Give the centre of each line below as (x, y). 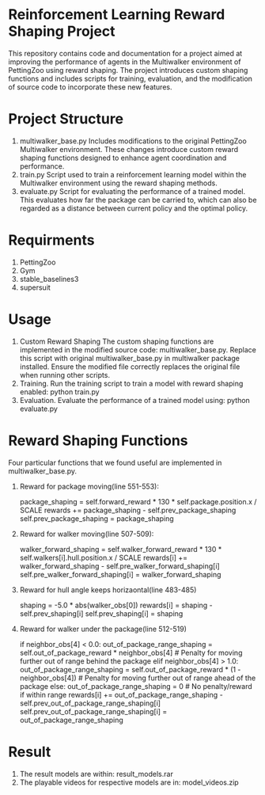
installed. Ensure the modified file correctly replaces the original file (130, 367)
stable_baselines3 (49, 279)
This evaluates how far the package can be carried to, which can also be (138, 200)
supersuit (35, 287)
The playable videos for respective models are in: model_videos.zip (129, 782)
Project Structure (66, 119)
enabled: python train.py (60, 392)
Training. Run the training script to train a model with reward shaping (131, 383)
